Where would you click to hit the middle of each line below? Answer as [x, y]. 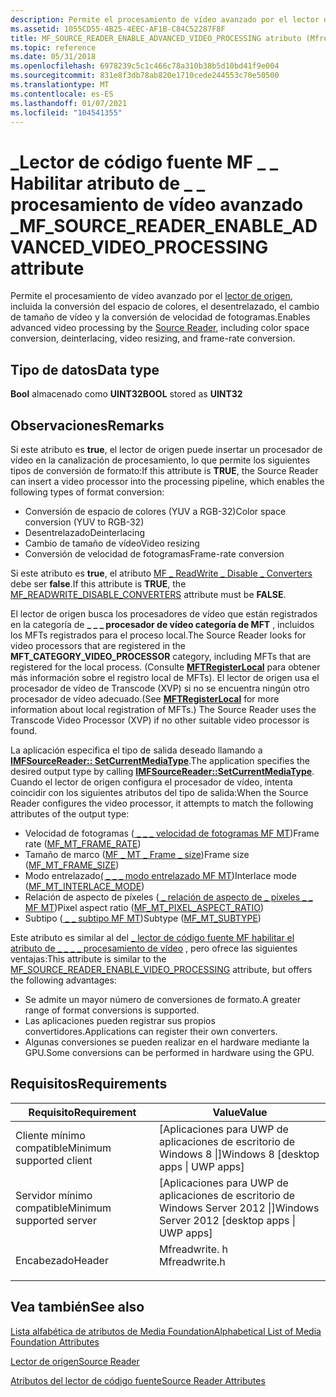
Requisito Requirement [82, 1112]
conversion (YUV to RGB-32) [84, 522]
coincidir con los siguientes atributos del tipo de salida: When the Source [159, 792]
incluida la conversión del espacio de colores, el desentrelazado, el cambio [165, 307]
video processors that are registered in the [98, 645]
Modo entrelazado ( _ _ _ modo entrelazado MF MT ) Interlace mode [160, 875]
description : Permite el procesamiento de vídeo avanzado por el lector [165, 19]
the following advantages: [63, 980]
